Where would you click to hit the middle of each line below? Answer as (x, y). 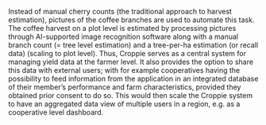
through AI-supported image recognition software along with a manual (123, 36)
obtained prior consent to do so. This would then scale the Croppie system (130, 95)
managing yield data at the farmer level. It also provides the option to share (131, 62)
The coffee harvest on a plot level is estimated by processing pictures (122, 28)
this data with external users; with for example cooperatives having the (124, 70)
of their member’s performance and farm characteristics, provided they (125, 87)
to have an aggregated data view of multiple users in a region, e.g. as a (124, 104)
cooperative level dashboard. (56, 112)
